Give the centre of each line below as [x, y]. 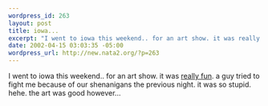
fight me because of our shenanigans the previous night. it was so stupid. [130, 84]
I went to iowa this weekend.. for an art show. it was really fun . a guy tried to [134, 76]
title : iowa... [34, 31]
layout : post [30, 23]
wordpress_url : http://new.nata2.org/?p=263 [84, 53]
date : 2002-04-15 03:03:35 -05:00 [66, 46]
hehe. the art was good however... [65, 93]
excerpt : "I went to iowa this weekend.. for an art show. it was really [134, 38]
